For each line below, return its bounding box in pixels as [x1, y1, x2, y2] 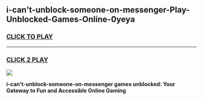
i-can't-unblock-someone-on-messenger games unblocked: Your [6, 80, 175, 87]
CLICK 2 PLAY [6, 55, 48, 64]
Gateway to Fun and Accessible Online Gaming [6, 87, 126, 94]
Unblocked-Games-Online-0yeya [6, 15, 135, 25]
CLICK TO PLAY [6, 33, 53, 41]
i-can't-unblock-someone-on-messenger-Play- [6, 5, 190, 15]
